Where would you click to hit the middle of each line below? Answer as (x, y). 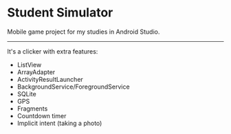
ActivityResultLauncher (50, 79)
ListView (29, 65)
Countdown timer (42, 115)
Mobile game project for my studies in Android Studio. (84, 32)
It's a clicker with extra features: (53, 51)
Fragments (32, 109)
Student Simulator (60, 13)
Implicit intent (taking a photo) (59, 123)
